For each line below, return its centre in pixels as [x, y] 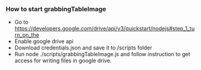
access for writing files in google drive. [63, 61]
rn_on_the [27, 35]
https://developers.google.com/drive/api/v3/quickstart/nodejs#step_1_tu [104, 28]
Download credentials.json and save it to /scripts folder [83, 48]
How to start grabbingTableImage [56, 9]
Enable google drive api [44, 42]
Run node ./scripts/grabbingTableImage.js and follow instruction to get [102, 54]
